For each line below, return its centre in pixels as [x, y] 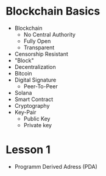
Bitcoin [23, 73]
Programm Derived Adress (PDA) [56, 166]
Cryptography [32, 105]
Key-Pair [25, 112]
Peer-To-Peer [41, 86]
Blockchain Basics [53, 11]
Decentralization [35, 67]
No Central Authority [49, 34]
